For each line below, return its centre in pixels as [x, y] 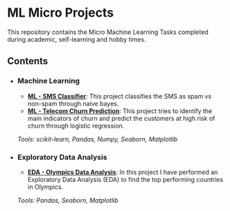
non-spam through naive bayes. [73, 103]
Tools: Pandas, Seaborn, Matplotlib [68, 200]
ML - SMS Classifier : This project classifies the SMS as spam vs [120, 96]
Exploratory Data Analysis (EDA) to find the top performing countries [125, 179]
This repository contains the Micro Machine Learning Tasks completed [108, 32]
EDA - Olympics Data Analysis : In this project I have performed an [123, 172]
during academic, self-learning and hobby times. [77, 39]
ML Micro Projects [61, 13]
